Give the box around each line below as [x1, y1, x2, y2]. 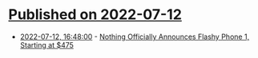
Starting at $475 [19, 40, 75, 49]
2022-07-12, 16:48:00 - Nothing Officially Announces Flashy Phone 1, [19, 32, 250, 41]
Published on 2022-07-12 [8, 6, 183, 24]
